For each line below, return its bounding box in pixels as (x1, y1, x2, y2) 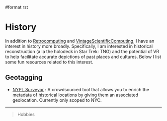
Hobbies (17, 111, 35, 117)
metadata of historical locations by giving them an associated (12, 92, 138, 98)
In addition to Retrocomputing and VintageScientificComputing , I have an (5, 38, 155, 44)
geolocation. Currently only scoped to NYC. (12, 97, 102, 103)
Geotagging (5, 73, 43, 82)
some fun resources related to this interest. (5, 59, 93, 65)
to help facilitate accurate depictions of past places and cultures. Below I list (5, 54, 162, 60)
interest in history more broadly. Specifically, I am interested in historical (5, 43, 153, 49)
